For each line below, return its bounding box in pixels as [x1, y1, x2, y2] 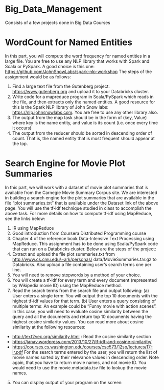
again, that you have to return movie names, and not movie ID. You [12, 359, 146, 366]
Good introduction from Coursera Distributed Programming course [12, 230, 146, 236]
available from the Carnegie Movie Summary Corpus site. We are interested [5, 190, 158, 195]
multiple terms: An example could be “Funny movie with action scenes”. [12, 303, 157, 309]
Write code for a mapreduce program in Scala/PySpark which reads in [12, 94, 154, 99]
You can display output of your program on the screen [12, 379, 121, 385]
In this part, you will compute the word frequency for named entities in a [5, 53, 151, 59]
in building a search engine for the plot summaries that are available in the [5, 195, 154, 200]
